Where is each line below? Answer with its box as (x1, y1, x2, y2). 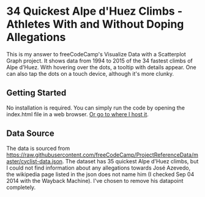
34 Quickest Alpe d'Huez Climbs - (6, 4, 182, 18)
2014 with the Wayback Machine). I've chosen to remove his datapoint (6, 177, 184, 184)
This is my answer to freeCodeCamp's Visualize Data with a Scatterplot (6, 50, 187, 58)
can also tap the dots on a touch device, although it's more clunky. (6, 70, 174, 77)
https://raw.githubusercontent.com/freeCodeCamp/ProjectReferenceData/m (6, 151, 199, 158)
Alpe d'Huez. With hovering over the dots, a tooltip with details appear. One (6, 63, 197, 71)
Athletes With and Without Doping (6, 17, 184, 31)
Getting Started (6, 87, 67, 98)
